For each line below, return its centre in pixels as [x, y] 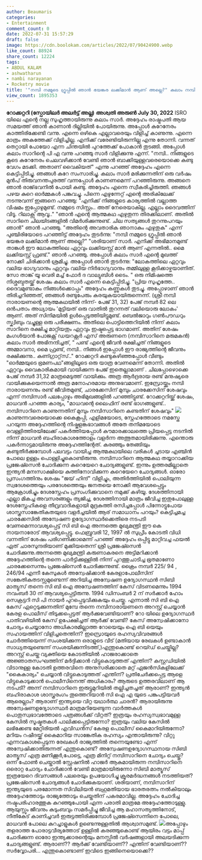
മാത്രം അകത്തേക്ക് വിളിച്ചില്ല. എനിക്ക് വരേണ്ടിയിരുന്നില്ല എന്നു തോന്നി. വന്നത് [100, 139]
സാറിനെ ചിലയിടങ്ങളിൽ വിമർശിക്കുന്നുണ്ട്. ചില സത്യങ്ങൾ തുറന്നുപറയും [94, 220]
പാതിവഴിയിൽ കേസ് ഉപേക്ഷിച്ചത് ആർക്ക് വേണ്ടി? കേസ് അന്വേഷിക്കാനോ [97, 620]
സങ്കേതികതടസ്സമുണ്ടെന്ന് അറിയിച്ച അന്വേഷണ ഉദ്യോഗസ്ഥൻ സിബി [91, 580]
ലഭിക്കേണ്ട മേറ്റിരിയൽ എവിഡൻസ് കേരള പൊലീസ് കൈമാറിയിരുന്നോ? [95, 728]
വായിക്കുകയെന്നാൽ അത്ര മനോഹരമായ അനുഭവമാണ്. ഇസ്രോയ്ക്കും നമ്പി [95, 383]
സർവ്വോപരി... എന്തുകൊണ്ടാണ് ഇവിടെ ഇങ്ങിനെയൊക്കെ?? [80, 850]
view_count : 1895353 [32, 95]
